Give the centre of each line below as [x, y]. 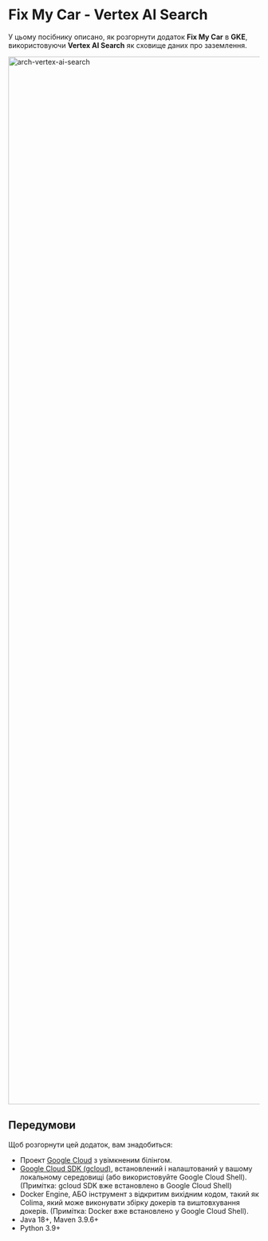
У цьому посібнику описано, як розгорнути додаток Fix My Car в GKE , [128, 37]
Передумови [42, 1126]
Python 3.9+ [40, 1227]
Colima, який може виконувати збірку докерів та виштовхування [130, 1202]
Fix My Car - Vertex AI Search [108, 15]
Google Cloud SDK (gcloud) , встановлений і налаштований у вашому [136, 1168]
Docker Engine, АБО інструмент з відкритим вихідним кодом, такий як [139, 1194]
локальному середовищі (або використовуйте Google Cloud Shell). [133, 1177]
